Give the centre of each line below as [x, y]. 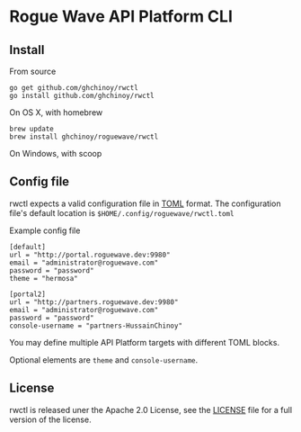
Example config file [45, 230]
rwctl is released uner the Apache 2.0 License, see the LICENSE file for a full [151, 409]
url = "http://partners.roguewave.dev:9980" [94, 302]
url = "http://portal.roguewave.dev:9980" [90, 255]
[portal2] [28, 294]
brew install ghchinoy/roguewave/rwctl [84, 137]
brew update [31, 129]
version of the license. [50, 419]
